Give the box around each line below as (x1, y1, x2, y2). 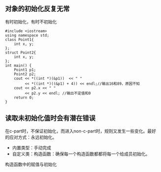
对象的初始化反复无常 (5, 4, 70, 13)
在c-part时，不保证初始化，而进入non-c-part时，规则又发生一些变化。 (5, 128, 148, 134)
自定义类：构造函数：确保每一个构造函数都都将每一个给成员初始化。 (12, 151, 150, 157)
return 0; (14, 95, 34, 100)
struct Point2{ (5, 50, 36, 55)
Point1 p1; (14, 67, 36, 72)
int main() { (5, 63, 32, 68)
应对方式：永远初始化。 (9, 134, 57, 140)
